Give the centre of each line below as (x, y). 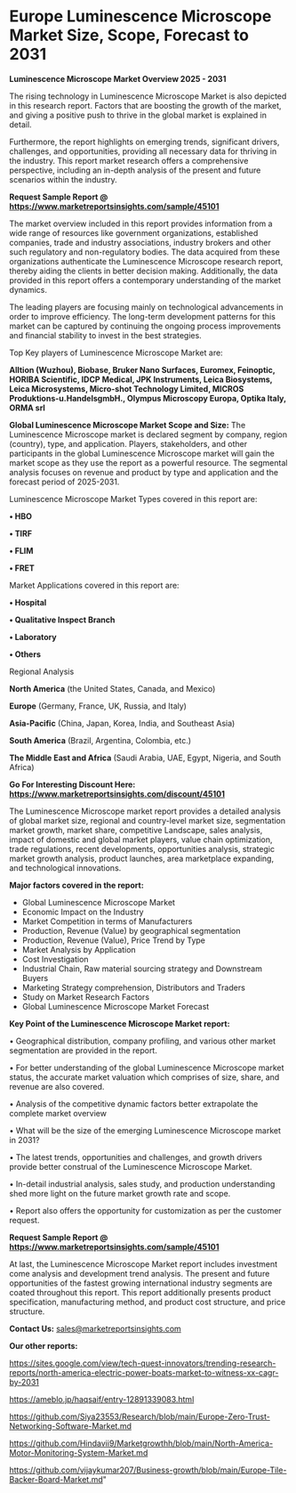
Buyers (35, 978)
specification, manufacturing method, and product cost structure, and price (148, 1302)
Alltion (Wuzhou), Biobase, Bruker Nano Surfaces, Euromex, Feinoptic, (142, 369)
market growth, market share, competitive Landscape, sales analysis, (136, 830)
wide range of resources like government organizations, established (134, 232)
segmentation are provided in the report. (83, 1050)
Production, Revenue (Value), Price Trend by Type (114, 940)
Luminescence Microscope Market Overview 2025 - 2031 (118, 78)
